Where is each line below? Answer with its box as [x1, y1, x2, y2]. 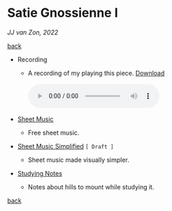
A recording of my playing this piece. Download [27, 69, 165, 77]
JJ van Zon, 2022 [7, 28, 59, 36]
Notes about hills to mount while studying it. [27, 182, 155, 191]
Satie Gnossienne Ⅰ [7, 5, 119, 21]
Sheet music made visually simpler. [27, 156, 129, 164]
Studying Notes [17, 169, 63, 177]
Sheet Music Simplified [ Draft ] [17, 142, 114, 150]
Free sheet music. [27, 128, 80, 137]
